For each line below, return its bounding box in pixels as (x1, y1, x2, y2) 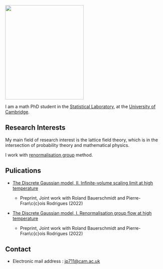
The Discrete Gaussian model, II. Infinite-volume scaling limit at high (12, 180, 153, 186)
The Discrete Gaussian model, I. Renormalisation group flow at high (12, 210, 152, 216)
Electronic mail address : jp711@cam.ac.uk (12, 258, 100, 264)
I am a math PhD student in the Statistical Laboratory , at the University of (5, 104, 156, 110)
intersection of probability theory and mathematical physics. (5, 142, 129, 148)
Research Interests (5, 123, 66, 132)
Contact (5, 245, 31, 253)
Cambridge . (5, 109, 30, 115)
